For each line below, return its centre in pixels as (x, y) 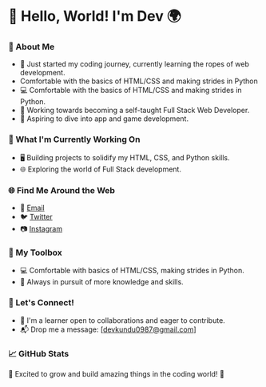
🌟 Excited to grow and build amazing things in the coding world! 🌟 (117, 373)
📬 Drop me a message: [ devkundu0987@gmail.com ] (108, 329)
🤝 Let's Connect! (41, 303)
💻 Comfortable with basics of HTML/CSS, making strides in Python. (132, 271)
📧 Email (32, 208)
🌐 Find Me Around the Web (62, 190)
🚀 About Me (32, 47)
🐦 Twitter (36, 217)
